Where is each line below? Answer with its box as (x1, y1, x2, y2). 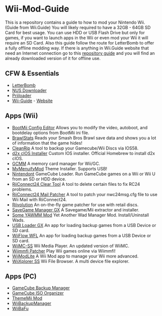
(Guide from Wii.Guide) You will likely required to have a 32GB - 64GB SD (5, 24, 151, 30)
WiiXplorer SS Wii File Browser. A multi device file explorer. (12, 258, 130, 264)
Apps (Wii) (5, 112, 38, 120)
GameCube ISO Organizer (12, 290, 64, 296)
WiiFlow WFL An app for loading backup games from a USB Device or (12, 232, 151, 238)
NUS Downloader (12, 87, 47, 93)
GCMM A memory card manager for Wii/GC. (12, 161, 101, 166)
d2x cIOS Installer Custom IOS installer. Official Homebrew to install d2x (12, 150, 155, 156)
